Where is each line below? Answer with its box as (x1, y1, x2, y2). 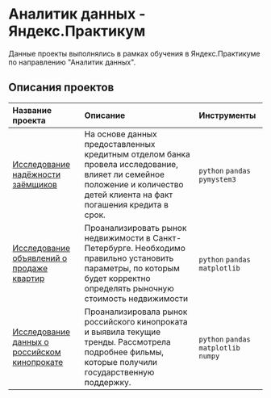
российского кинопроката (84, 316, 188, 327)
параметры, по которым (84, 262, 180, 274)
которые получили (84, 356, 158, 367)
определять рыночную (84, 283, 175, 294)
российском (12, 346, 61, 358)
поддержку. (84, 376, 131, 388)
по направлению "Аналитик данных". (8, 57, 136, 67)
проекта (12, 115, 46, 126)
